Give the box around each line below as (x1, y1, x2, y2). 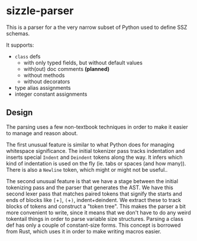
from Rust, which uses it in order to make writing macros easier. (6, 227, 162, 235)
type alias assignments (14, 84, 71, 91)
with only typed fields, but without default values (23, 59, 143, 66)
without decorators (23, 78, 70, 85)
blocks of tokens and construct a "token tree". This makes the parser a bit (6, 203, 186, 210)
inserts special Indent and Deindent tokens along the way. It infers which (6, 154, 183, 161)
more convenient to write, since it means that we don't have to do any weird (6, 209, 191, 216)
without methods (23, 71, 65, 79)
